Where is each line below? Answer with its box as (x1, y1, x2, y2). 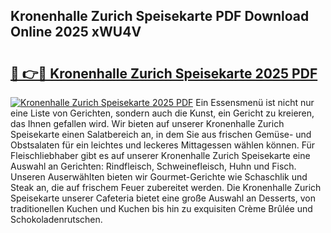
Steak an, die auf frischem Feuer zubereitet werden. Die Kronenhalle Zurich (10, 182, 322, 193)
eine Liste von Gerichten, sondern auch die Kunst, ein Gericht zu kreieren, (10, 107, 315, 119)
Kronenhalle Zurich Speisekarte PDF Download (10, 8, 310, 25)
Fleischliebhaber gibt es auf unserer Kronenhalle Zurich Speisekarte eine (10, 150, 311, 161)
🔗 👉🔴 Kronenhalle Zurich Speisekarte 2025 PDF (10, 65, 318, 82)
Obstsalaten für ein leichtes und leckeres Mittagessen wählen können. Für (10, 139, 316, 151)
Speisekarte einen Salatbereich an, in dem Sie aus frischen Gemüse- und (10, 129, 312, 140)
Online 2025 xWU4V (10, 24, 142, 41)
